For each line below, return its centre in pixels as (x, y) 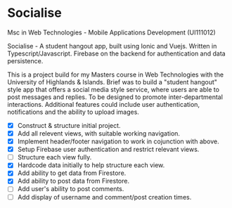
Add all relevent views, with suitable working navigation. (99, 134)
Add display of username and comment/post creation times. (104, 197)
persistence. (25, 60)
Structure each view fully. (54, 157)
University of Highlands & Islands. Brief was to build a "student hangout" (112, 82)
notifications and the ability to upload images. (73, 112)
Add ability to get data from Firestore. (72, 173)
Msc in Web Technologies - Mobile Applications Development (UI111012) (111, 32)
